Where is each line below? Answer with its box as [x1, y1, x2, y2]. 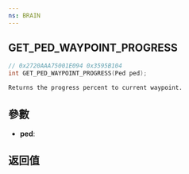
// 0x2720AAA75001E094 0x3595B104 [8, 62, 123, 70]
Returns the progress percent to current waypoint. [8, 84, 183, 92]
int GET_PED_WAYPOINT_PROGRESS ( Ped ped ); [8, 69, 148, 78]
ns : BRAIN [8, 11, 41, 20]
